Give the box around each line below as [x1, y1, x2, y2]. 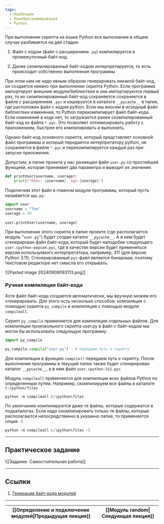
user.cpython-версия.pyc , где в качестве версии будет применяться [5, 245, 147, 251]
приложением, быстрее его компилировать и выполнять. [5, 125, 125, 131]
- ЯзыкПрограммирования [9, 16, 58, 21]
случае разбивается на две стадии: [5, 40, 79, 45]
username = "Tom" [5, 206, 41, 211]
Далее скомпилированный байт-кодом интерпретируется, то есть [12, 63, 151, 69]
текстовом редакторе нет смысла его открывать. [5, 260, 108, 266]
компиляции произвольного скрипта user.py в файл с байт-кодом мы [5, 323, 150, 329]
